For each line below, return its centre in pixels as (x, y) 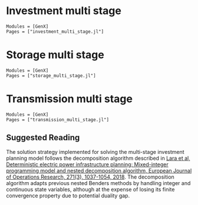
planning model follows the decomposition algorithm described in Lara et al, (98, 158)
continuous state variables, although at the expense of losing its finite (90, 189)
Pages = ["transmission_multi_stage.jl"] (58, 120)
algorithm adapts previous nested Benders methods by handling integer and (98, 183)
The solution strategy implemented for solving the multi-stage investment (95, 152)
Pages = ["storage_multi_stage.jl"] (51, 75)
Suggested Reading (43, 138)
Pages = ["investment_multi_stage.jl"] (55, 31)
